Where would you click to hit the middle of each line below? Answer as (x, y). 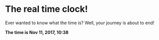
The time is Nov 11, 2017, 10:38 (37, 32)
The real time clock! (46, 9)
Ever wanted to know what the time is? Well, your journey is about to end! (80, 23)
